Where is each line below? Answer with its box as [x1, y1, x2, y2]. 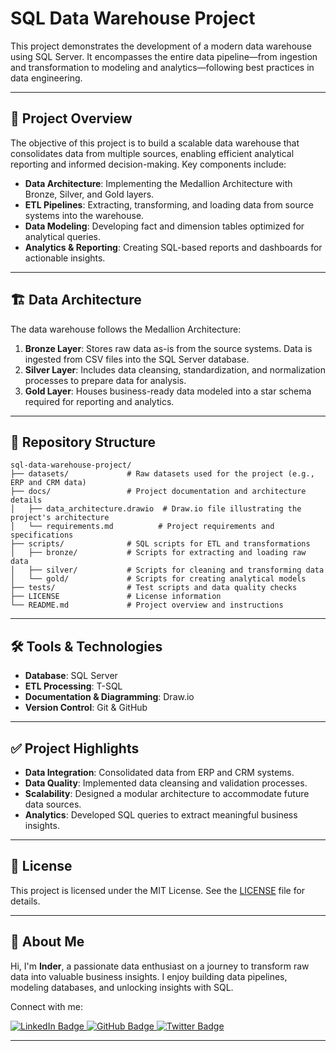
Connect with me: [10, 1000, 83, 1012]
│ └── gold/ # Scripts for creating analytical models [10, 574, 307, 584]
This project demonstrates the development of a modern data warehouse [10, 40, 312, 52]
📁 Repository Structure [10, 433, 156, 451]
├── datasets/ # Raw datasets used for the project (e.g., [10, 469, 315, 479]
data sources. [24, 798, 82, 810]
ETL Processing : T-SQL [24, 680, 123, 692]
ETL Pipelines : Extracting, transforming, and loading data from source [24, 198, 314, 211]
